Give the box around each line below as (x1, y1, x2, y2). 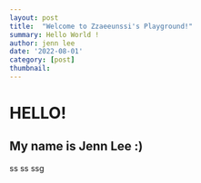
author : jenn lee (9, 38, 75, 48)
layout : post (9, 13, 59, 23)
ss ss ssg (9, 162, 45, 173)
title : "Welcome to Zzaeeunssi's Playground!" (9, 22, 194, 31)
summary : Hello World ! (9, 30, 100, 39)
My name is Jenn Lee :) (9, 139, 144, 154)
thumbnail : (9, 64, 51, 73)
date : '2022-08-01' (9, 47, 84, 56)
